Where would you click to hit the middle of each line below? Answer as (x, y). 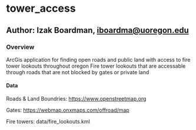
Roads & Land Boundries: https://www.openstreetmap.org (76, 99)
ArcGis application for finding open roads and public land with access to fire (98, 59)
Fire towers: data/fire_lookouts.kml (48, 122)
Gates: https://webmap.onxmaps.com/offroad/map (68, 110)
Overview (20, 47)
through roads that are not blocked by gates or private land (78, 72)
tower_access (41, 9)
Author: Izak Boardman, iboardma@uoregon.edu (98, 30)
